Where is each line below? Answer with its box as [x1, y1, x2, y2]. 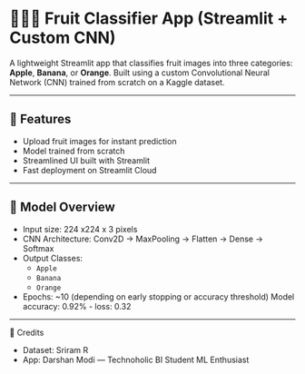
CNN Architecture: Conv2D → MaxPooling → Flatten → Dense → [22, 233, 263, 244]
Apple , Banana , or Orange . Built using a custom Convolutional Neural [9, 67, 271, 78]
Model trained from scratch [22, 145, 125, 156]
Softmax [22, 242, 54, 253]
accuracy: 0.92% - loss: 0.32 [22, 300, 132, 311]
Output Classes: [22, 252, 84, 263]
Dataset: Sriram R [22, 344, 89, 355]
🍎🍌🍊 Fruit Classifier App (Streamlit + [9, 8, 289, 29]
